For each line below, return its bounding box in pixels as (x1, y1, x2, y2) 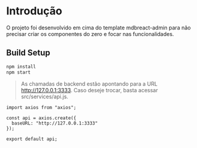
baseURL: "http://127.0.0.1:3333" (11, 120, 98, 126)
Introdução (6, 4, 62, 18)
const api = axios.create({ (6, 115, 77, 121)
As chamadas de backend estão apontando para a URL (20, 80, 158, 87)
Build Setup (6, 48, 50, 58)
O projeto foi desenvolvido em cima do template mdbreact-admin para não (6, 24, 191, 31)
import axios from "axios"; (6, 104, 77, 110)
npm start (6, 69, 31, 75)
